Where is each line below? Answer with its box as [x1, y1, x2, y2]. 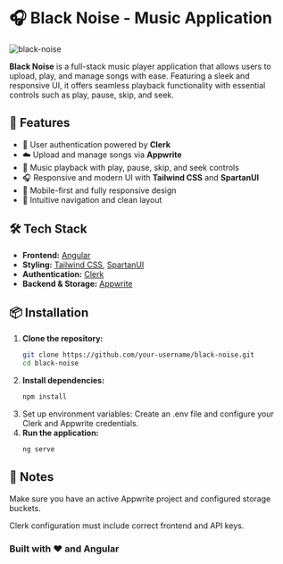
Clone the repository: [21, 333, 104, 344]
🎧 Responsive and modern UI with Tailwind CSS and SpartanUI [21, 172, 260, 182]
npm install [21, 392, 67, 401]
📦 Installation [9, 305, 89, 320]
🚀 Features [9, 115, 71, 130]
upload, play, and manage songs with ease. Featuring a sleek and [9, 70, 250, 81]
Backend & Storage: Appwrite [21, 278, 133, 289]
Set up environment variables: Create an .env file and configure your [21, 408, 275, 419]
